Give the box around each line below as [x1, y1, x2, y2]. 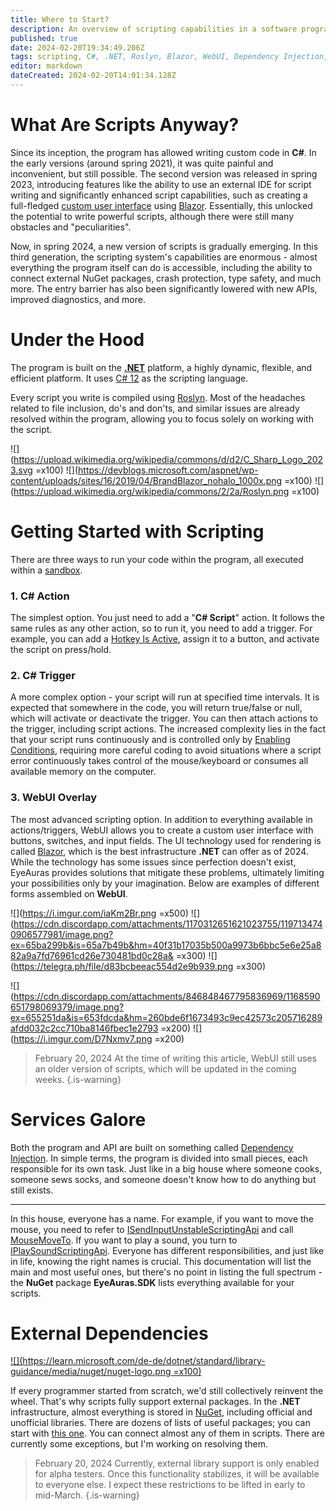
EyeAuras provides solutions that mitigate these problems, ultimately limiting [10, 866, 325, 878]
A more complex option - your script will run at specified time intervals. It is [10, 691, 320, 703]
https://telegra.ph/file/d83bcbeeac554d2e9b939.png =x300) [13, 960, 267, 972]
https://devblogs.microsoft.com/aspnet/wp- [78, 464, 259, 476]
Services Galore [10, 1108, 147, 1131]
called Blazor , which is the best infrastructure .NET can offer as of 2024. [10, 845, 309, 857]
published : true [10, 33, 78, 43]
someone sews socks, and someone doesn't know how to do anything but [10, 1173, 317, 1185]
